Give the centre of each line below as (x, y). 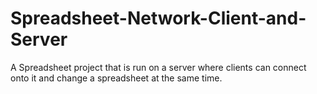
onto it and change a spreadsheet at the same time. (116, 78)
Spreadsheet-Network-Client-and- (158, 18)
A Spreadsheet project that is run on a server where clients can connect (158, 67)
